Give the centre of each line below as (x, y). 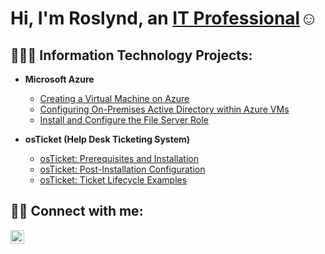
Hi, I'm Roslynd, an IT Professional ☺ (164, 18)
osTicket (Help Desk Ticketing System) (107, 139)
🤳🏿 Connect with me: (77, 211)
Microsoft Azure (59, 79)
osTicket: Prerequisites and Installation (119, 158)
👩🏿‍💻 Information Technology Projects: (131, 55)
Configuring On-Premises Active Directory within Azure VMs (164, 109)
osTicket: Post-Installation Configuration (122, 169)
